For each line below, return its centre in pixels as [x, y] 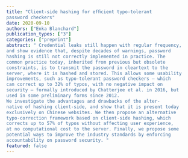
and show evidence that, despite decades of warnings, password [89, 51]
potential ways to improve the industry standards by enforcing [89, 135]
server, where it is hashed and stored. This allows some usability [94, 73]
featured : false [27, 146]
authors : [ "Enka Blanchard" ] [43, 29]
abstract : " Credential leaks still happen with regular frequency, [94, 46]
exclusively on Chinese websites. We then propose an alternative [91, 112]
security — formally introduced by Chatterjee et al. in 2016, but [93, 90]
